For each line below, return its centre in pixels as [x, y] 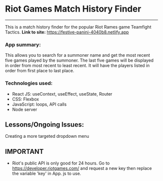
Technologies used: [29, 83]
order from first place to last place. [40, 71]
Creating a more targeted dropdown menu [47, 136]
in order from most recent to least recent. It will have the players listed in [77, 66]
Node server [24, 109]
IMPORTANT [24, 151]
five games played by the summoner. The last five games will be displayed [79, 60]
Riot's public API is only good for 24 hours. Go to [61, 163]
